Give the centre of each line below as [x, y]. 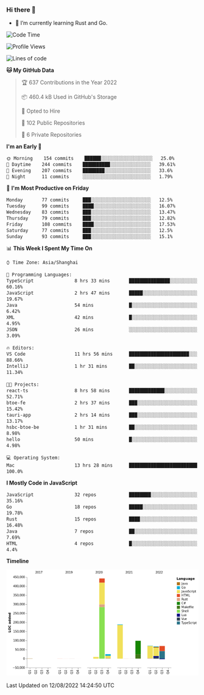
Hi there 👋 [21, 10]
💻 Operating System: [33, 458]
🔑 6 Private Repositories [51, 135]
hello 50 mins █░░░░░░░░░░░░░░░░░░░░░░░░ [102, 440]
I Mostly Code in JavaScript [42, 483]
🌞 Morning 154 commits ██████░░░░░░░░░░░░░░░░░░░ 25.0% [90, 159]
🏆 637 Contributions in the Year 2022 [69, 82]
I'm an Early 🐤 [24, 146]
